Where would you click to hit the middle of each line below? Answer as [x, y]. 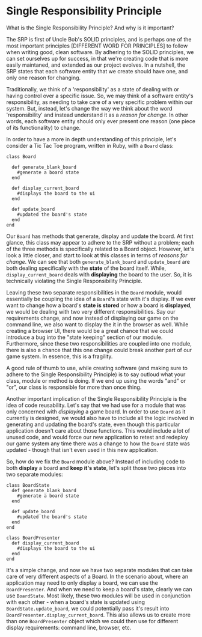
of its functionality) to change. [44, 127]
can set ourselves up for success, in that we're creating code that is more [97, 58]
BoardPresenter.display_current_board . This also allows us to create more [99, 615]
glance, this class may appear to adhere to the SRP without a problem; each [100, 242]
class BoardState [28, 485]
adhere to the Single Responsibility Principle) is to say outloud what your [96, 374]
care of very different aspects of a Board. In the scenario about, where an [97, 576]
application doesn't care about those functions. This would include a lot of [98, 430]
